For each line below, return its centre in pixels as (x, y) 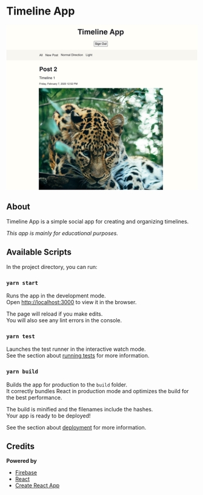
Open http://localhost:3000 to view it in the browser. (72, 302)
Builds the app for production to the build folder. (67, 384)
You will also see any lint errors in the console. (64, 320)
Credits (21, 446)
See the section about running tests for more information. (78, 356)
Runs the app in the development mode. (56, 296)
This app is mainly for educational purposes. (62, 233)
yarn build (22, 372)
